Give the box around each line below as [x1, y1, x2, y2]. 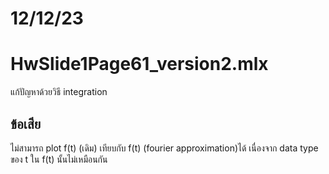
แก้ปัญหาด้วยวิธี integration [10, 86, 108, 98]
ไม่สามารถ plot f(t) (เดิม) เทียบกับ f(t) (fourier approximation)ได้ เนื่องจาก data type [10, 142, 319, 154]
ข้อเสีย [10, 115, 42, 132]
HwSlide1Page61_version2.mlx [10, 53, 269, 76]
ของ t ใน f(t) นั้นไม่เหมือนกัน [10, 153, 108, 165]
